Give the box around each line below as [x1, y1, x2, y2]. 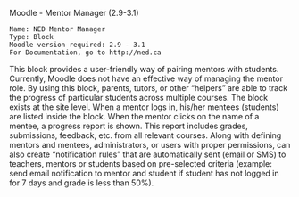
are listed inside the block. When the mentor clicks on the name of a [9, 111, 260, 121]
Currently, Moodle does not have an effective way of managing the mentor [9, 73, 284, 84]
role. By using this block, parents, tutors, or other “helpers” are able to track [9, 83, 288, 93]
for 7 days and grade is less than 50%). [9, 177, 154, 188]
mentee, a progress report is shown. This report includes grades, [9, 120, 248, 131]
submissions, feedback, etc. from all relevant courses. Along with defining [9, 130, 282, 141]
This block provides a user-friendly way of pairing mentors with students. [9, 64, 279, 74]
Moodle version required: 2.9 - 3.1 [9, 40, 145, 49]
